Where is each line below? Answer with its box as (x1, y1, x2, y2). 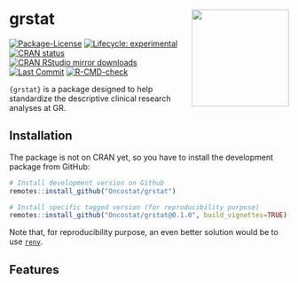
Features (9, 262, 59, 277)
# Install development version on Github (9, 178, 165, 187)
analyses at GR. (9, 102, 67, 113)
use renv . (9, 236, 43, 248)
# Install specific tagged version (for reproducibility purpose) (9, 202, 260, 212)
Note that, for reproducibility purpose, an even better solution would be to (9, 227, 279, 238)
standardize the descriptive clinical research (9, 93, 171, 104)
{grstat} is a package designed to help (9, 83, 153, 94)
